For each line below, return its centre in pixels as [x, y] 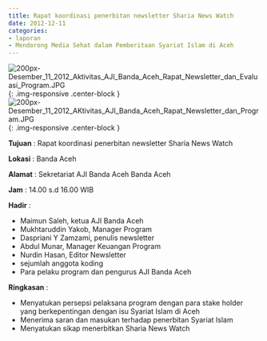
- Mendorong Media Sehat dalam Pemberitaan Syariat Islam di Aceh [121, 46]
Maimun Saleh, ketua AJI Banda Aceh [82, 221]
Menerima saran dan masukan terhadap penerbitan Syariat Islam [126, 320]
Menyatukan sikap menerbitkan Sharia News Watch [105, 328]
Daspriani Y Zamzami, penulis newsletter [87, 238]
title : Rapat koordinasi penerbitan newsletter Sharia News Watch [121, 16]
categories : [28, 30]
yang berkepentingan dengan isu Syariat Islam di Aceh [110, 311]
